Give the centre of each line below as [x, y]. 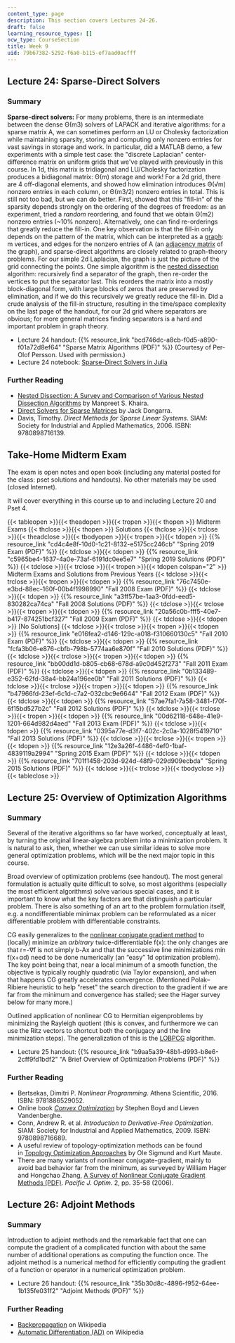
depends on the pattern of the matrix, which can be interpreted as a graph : [115, 236]
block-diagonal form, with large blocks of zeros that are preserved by [108, 288]
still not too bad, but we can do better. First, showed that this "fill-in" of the [115, 199]
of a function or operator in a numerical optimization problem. [96, 1270]
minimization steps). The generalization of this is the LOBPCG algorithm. [112, 1039]
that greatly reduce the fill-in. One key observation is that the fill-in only [110, 229]
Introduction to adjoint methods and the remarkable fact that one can [107, 1240]
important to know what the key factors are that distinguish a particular [110, 899]
